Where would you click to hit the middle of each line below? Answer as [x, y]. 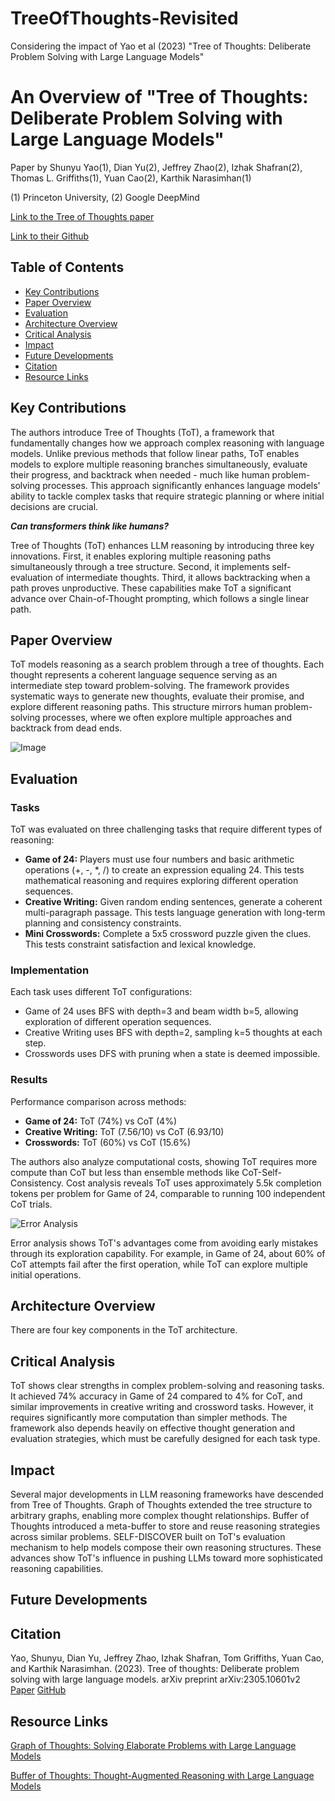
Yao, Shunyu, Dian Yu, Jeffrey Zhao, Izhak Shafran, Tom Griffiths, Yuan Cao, [167, 1658]
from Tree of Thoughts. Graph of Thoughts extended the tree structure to [161, 1505]
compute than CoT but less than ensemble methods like [125, 1172]
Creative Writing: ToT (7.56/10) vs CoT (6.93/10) [124, 1131]
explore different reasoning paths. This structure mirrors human [141, 707]
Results [29, 1080]
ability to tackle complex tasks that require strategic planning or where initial [167, 496]
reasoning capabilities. [57, 1569]
